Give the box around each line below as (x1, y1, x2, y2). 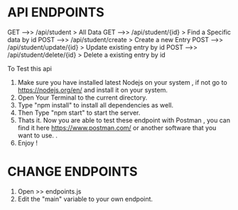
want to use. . (17, 131, 58, 140)
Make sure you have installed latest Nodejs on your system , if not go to (17, 78, 227, 86)
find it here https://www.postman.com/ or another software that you (17, 123, 217, 132)
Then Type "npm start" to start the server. (17, 108, 141, 117)
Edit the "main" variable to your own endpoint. (17, 194, 153, 203)
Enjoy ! (17, 138, 38, 147)
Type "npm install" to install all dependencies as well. (17, 100, 174, 109)
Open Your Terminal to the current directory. (17, 93, 148, 102)
